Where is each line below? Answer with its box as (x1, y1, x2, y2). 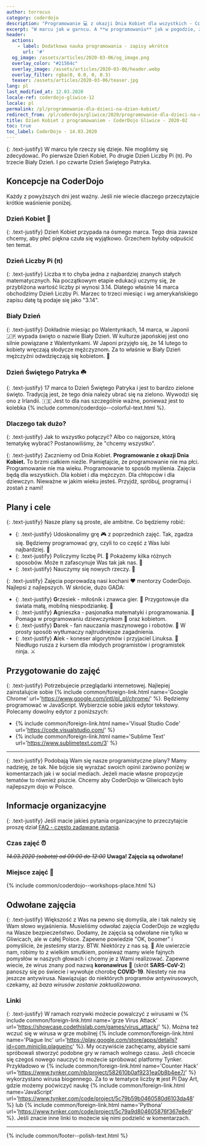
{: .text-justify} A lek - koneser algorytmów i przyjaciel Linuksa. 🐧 (15, 635, 179, 642)
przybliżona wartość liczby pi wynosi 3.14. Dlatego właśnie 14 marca (6, 283, 179, 291)
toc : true (6, 123, 32, 129)
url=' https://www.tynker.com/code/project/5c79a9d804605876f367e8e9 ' (6, 1108, 193, 1116)
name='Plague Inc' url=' (6, 1037, 67, 1044)
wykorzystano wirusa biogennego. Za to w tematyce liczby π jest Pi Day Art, (6, 1075, 199, 1082)
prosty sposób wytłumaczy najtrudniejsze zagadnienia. (15, 628, 155, 636)
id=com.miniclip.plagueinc (6, 1043, 73, 1050)
